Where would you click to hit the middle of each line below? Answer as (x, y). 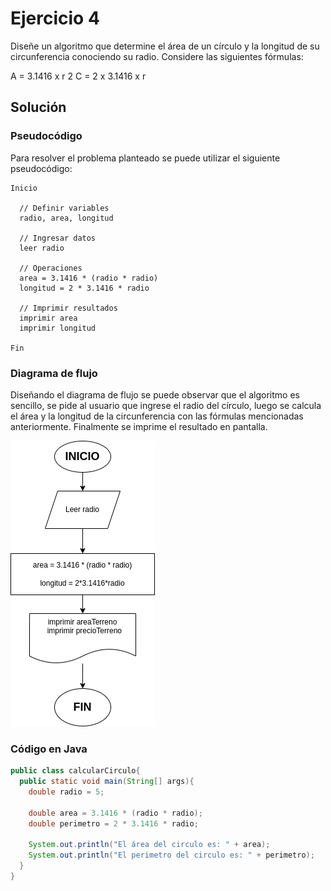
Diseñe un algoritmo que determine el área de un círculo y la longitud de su (165, 46)
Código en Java (49, 749)
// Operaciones (51, 268)
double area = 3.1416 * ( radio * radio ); (115, 813)
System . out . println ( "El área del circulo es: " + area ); (149, 845)
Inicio (24, 188)
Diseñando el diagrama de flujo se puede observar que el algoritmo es (155, 394)
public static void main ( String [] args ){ (107, 782)
